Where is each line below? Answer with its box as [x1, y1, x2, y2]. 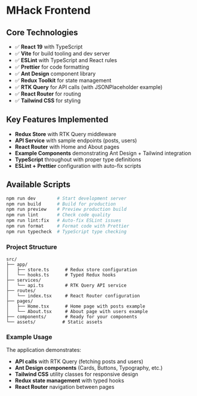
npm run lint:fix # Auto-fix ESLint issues [6, 217, 121, 224]
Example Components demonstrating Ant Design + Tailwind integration [14, 149, 192, 156]
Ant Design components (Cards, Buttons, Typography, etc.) [14, 364, 163, 372]
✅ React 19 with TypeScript [14, 43, 83, 50]
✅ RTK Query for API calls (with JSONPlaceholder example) [14, 84, 163, 90]
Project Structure [6, 242, 57, 251]
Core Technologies [6, 27, 79, 38]
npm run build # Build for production [6, 201, 116, 207]
